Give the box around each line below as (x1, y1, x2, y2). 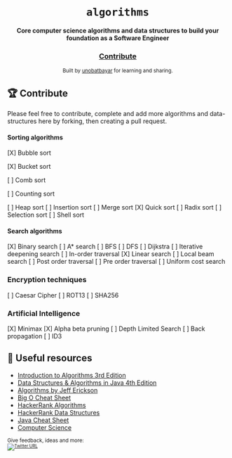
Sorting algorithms (7, 133, 63, 141)
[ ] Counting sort (7, 189, 55, 198)
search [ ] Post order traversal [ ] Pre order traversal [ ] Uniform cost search (7, 257, 226, 266)
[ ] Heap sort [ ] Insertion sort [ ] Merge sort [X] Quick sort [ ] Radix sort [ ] (7, 203, 222, 212)
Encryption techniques (7, 275, 87, 285)
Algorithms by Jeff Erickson (17, 386, 98, 394)
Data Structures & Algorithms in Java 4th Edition (17, 379, 157, 387)
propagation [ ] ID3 (7, 332, 62, 341)
